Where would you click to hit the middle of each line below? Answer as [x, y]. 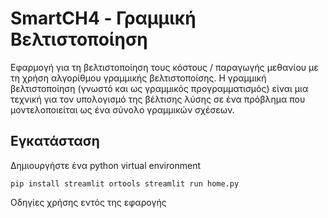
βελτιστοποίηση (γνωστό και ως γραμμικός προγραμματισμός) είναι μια [159, 88]
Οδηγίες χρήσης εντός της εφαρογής [88, 202]
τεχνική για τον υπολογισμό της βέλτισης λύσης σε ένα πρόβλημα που [158, 99]
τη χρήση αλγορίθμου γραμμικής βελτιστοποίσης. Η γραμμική [138, 78]
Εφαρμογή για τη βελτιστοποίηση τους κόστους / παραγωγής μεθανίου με [164, 67]
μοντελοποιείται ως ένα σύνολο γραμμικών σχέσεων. [122, 109]
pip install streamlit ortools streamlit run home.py [125, 183]
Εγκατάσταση [55, 141]
